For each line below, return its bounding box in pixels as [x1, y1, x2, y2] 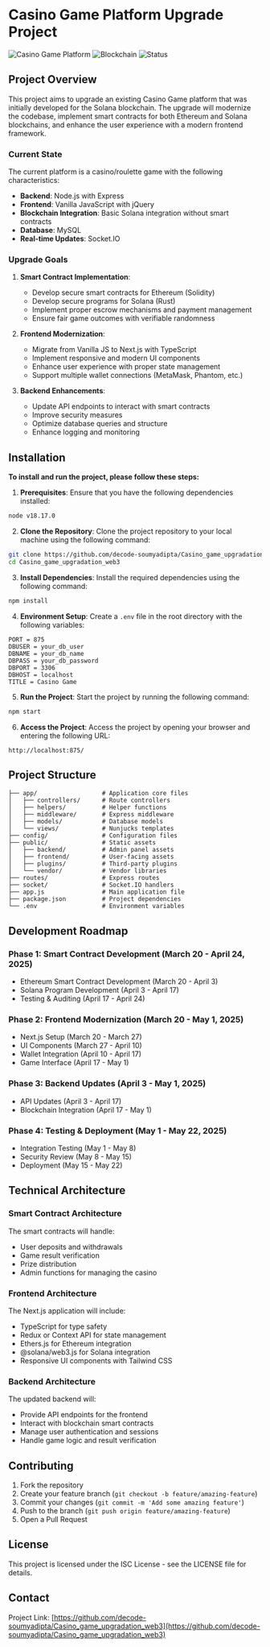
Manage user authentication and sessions [19, 1427, 159, 1437]
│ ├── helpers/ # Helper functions [8, 803, 167, 811]
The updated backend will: [8, 1394, 96, 1404]
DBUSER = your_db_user [8, 642, 84, 650]
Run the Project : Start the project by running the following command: [19, 691, 250, 702]
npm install [8, 596, 48, 605]
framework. [8, 128, 47, 138]
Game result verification [19, 1251, 100, 1260]
